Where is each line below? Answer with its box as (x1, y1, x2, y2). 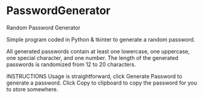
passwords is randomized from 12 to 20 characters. (6, 61, 136, 68)
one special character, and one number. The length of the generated (6, 54, 179, 61)
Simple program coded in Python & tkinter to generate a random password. (6, 36, 196, 43)
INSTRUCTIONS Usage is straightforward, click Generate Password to (6, 72, 182, 80)
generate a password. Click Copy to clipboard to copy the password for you (6, 79, 197, 86)
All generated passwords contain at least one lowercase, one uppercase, (6, 47, 190, 55)
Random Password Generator (6, 24, 81, 31)
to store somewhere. (6, 85, 59, 92)
